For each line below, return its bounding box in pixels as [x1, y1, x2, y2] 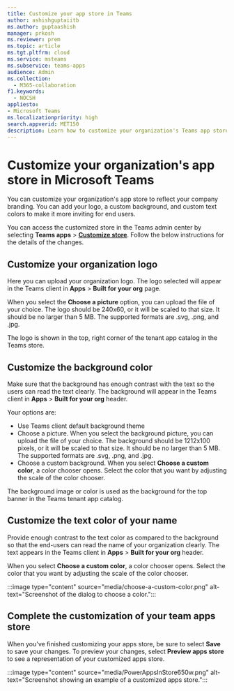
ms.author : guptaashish [7, 23, 77, 30]
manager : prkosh [7, 29, 54, 37]
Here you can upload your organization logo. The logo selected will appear [7, 277, 221, 285]
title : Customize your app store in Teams [7, 10, 132, 17]
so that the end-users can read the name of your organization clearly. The [7, 540, 220, 549]
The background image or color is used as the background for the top [7, 486, 208, 496]
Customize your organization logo [7, 258, 158, 270]
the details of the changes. [7, 238, 84, 246]
